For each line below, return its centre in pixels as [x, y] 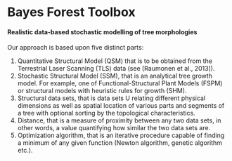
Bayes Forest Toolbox [71, 12]
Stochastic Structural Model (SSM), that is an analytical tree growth [115, 76]
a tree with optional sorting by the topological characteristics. [106, 113]
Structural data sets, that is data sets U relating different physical [111, 98]
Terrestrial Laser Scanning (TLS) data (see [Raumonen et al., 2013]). [116, 69]
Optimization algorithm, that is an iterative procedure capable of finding [121, 135]
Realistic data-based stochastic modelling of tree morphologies [102, 31]
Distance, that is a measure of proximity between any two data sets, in [119, 120]
